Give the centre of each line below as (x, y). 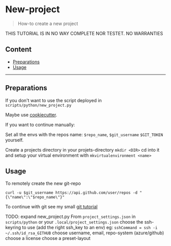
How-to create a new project (48, 23)
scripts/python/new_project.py (38, 105)
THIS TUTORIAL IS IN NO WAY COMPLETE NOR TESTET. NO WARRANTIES (84, 33)
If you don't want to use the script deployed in (53, 100)
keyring (13, 228)
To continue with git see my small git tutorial (51, 207)
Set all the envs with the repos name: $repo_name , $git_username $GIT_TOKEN (84, 134)
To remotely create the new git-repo (43, 183)
